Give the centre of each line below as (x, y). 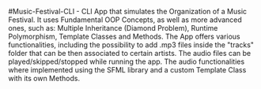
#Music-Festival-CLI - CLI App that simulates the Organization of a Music (128, 11)
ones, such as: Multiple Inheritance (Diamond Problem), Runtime (113, 28)
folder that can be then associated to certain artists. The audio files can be (130, 53)
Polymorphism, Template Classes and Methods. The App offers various (124, 36)
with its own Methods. (44, 78)
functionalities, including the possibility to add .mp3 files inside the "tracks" (131, 45)
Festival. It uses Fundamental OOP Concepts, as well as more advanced (125, 20)
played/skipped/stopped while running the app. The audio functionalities (127, 61)
